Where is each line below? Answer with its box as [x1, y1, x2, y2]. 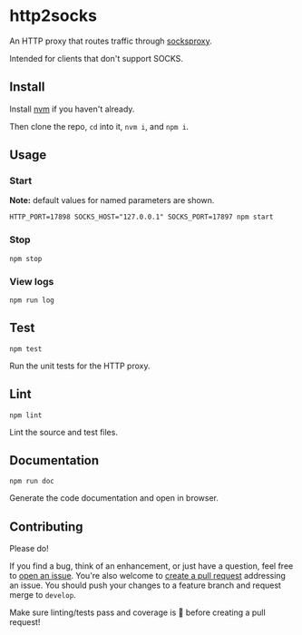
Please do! [9, 543, 49, 554]
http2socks [9, 5, 98, 26]
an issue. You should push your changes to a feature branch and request [9, 580, 281, 591]
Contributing [9, 519, 83, 534]
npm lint [9, 410, 43, 420]
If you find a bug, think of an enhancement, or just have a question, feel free [9, 561, 294, 571]
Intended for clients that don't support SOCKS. [9, 53, 184, 63]
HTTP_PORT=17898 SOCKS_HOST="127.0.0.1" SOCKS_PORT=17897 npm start [9, 212, 274, 222]
